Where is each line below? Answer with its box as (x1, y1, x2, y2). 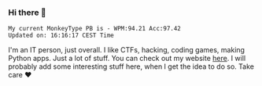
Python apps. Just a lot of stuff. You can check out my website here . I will (8, 54, 246, 63)
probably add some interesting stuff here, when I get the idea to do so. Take (8, 62, 254, 71)
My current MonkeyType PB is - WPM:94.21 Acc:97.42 (8, 25, 181, 33)
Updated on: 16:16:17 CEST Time (8, 31, 114, 40)
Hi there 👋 (8, 7, 47, 18)
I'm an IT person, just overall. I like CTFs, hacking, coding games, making (8, 45, 245, 55)
